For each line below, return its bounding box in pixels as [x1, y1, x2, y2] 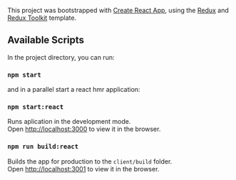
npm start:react [7, 103, 64, 111]
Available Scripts [7, 34, 84, 46]
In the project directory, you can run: [7, 53, 115, 61]
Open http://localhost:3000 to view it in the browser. [7, 125, 161, 134]
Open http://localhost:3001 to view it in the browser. [7, 164, 160, 173]
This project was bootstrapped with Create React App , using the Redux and [7, 6, 230, 14]
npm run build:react [7, 142, 79, 151]
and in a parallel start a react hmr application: [7, 85, 140, 94]
